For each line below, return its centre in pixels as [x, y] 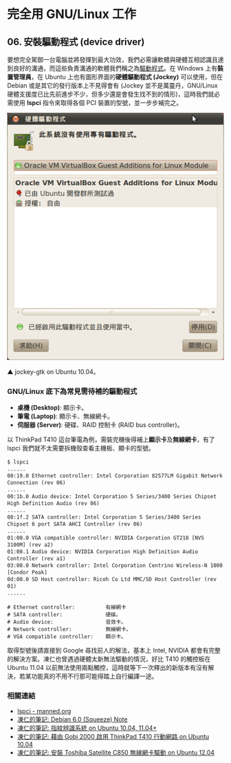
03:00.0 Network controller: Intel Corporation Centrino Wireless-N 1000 [115, 566]
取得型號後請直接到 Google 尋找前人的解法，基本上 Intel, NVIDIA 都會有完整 [114, 651]
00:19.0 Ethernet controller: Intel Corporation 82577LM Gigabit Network [115, 476]
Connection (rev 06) [37, 483]
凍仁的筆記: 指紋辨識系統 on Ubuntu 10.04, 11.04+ [87, 728]
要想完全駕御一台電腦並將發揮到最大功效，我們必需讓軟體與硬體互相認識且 [112, 60]
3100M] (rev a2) [30, 545]
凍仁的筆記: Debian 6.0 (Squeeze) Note [72, 720]
